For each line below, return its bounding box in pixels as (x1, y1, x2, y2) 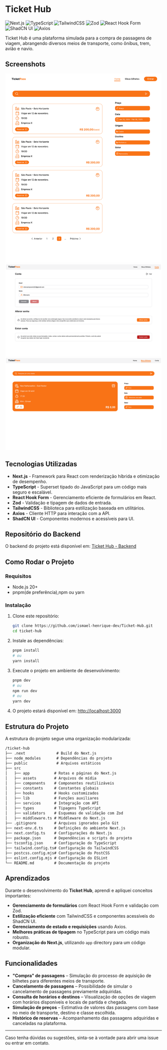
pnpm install (12, 648, 40, 653)
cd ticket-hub (12, 629, 42, 634)
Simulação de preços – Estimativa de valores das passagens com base (12, 1004, 159, 1010)
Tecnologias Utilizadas (5, 460, 78, 469)
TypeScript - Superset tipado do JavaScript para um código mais (12, 484, 147, 490)
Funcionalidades (5, 959, 58, 968)
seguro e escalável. (12, 489, 53, 495)
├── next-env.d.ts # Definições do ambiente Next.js (5, 825, 126, 830)
